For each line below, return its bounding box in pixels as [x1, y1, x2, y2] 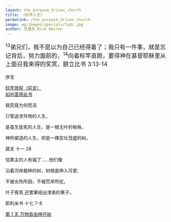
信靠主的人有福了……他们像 [5, 157, 63, 163]
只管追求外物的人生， [5, 113, 50, 119]
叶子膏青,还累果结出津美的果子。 [5, 189, 74, 195]
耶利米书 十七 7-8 [5, 200, 42, 207]
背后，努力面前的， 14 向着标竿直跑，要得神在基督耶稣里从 [11, 51, 166, 59]
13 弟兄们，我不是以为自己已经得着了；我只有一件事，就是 [5, 42, 160, 51]
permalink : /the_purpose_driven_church [5, 17, 91, 22]
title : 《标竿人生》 [5, 12, 45, 17]
